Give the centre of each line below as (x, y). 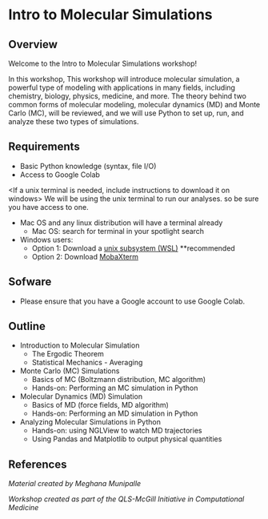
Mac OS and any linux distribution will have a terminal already (121, 223)
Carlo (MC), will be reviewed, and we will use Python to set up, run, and (126, 113)
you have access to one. (49, 207)
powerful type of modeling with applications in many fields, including (122, 87)
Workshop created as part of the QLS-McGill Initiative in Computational (126, 499)
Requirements (44, 147)
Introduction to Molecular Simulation (80, 345)
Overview (33, 44)
